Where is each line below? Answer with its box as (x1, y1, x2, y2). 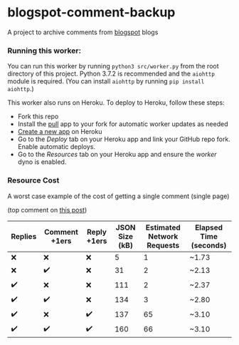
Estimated (145, 222, 181, 232)
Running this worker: (7, 46, 82, 56)
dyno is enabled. (17, 158, 67, 166)
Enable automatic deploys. (17, 143, 96, 151)
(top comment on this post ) (7, 205, 87, 214)
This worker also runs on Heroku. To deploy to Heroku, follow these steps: (7, 98, 225, 107)
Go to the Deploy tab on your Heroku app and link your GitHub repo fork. (17, 135, 231, 143)
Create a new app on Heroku (17, 128, 102, 136)
